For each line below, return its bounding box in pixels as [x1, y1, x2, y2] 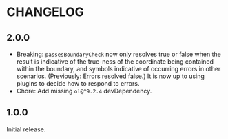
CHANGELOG [6, 4, 84, 20]
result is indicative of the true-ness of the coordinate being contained [16, 57, 214, 66]
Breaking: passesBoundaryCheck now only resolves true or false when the [16, 50, 221, 58]
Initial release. [6, 125, 46, 133]
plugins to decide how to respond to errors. [16, 80, 140, 87]
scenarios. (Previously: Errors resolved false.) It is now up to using [16, 72, 205, 80]
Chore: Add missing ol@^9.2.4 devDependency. [16, 87, 152, 95]
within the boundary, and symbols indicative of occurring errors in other [16, 65, 221, 73]
